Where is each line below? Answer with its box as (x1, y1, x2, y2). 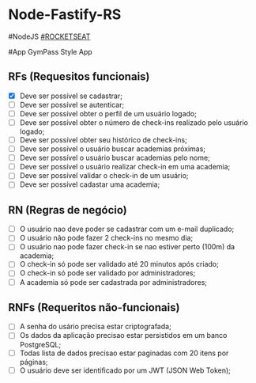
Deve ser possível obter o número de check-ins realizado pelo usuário (19, 117, 249, 127)
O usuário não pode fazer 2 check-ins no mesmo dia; (19, 233, 194, 243)
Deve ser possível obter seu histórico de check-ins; (19, 135, 187, 144)
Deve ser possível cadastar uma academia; (19, 180, 160, 189)
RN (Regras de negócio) (8, 203, 128, 217)
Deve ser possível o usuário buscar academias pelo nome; (19, 153, 211, 163)
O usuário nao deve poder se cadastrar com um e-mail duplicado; (19, 224, 235, 234)
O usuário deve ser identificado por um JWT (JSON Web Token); (19, 366, 232, 375)
